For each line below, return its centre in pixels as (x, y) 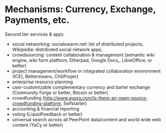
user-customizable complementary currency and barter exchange (81, 87)
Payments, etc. (37, 20)
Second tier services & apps (34, 34)
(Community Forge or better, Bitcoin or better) (60, 92)
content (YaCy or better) (38, 125)
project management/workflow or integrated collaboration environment (86, 71)
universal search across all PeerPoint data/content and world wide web (86, 119)
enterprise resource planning (42, 82)
